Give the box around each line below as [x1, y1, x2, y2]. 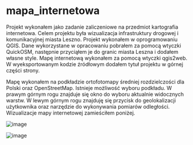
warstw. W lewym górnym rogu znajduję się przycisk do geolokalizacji [6, 96, 177, 103]
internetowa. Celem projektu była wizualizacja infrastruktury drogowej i [6, 29, 179, 36]
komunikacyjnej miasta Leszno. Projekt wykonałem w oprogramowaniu [6, 36, 178, 43]
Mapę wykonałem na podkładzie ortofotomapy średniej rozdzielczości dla [6, 78, 185, 85]
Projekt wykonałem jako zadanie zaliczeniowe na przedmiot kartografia [6, 23, 178, 30]
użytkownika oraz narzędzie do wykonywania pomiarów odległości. [6, 103, 170, 110]
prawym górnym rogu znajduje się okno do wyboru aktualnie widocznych [6, 91, 184, 98]
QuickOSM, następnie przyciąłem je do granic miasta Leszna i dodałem [6, 48, 178, 55]
